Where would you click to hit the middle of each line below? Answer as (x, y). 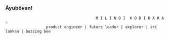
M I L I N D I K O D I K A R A (130, 18)
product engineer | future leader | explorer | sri (101, 27)
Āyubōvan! (19, 8)
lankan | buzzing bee (28, 31)
